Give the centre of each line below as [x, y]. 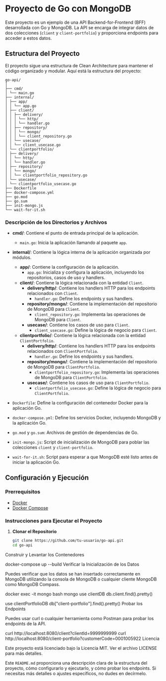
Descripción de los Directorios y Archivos [56, 222]
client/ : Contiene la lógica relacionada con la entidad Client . [82, 283]
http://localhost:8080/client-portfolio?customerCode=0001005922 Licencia [82, 638]
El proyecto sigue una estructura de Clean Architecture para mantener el [79, 65]
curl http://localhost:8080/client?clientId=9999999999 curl [66, 633]
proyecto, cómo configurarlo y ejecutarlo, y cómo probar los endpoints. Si [81, 668]
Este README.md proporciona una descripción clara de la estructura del [76, 663]
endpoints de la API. [26, 624]
